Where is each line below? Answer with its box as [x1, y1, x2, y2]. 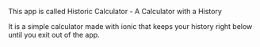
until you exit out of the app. [8, 31, 101, 39]
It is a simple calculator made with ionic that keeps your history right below [8, 22, 253, 31]
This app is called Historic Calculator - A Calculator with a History [8, 7, 222, 16]
